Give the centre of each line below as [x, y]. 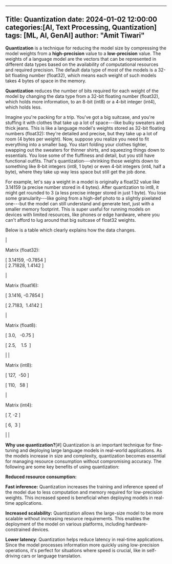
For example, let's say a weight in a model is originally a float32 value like [83, 182]
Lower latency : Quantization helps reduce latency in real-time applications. [85, 539]
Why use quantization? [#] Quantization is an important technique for [79, 445]
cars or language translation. [51, 556]
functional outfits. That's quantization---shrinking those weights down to [82, 161]
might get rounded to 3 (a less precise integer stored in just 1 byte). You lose [86, 192]
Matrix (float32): [23, 250]
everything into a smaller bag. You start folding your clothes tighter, [76, 144]
